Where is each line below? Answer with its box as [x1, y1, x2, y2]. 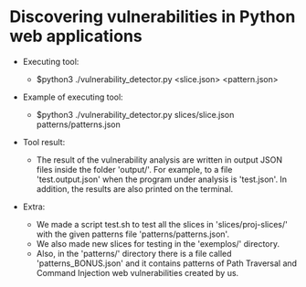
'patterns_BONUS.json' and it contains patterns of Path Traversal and [36, 258, 298, 269]
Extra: [22, 201, 46, 212]
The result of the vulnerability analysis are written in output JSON [36, 154, 283, 165]
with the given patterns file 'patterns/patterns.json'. [36, 229, 230, 239]
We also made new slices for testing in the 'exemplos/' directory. [36, 238, 280, 249]
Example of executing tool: [22, 91, 123, 102]
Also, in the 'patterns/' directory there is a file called [36, 248, 232, 259]
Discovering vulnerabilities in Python [9, 6, 296, 27]
